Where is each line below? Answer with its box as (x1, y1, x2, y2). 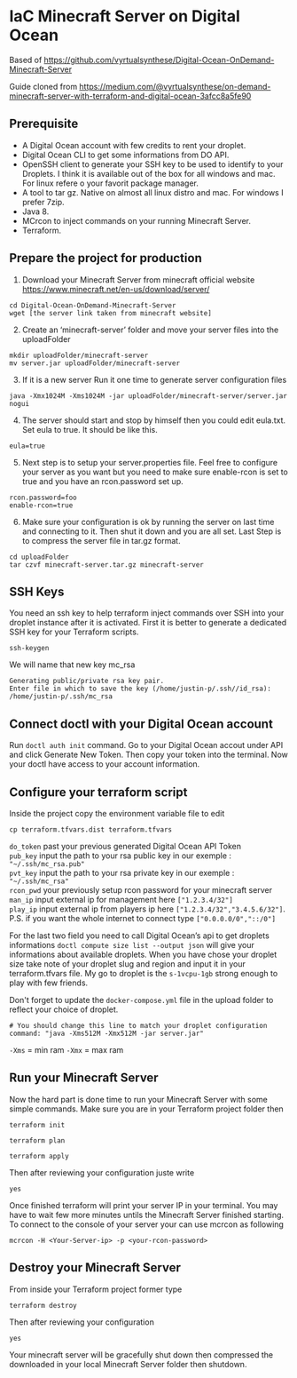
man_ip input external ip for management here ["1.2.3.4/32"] (9, 895, 233, 904)
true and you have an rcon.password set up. (21, 475, 184, 486)
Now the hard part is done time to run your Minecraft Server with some (9, 1094, 268, 1104)
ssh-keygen (9, 644, 50, 653)
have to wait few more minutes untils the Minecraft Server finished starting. (9, 1209, 285, 1220)
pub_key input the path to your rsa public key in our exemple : (9, 850, 232, 861)
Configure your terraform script (9, 785, 188, 800)
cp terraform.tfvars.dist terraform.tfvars (9, 825, 173, 834)
